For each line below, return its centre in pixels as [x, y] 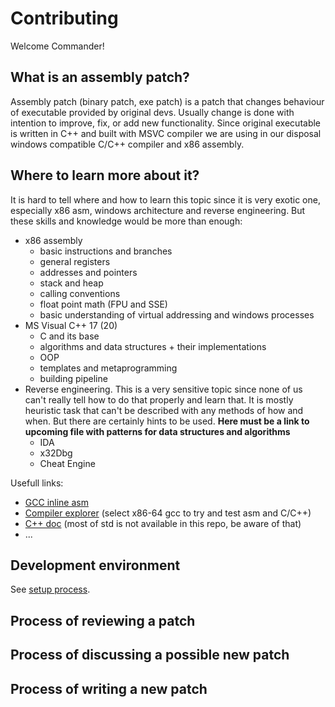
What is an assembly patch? [100, 77]
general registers [75, 261]
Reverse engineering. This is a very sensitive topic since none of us [163, 389]
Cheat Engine [67, 463]
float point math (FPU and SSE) [103, 304]
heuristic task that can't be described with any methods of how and [164, 410]
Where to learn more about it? [105, 175]
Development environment [95, 565]
